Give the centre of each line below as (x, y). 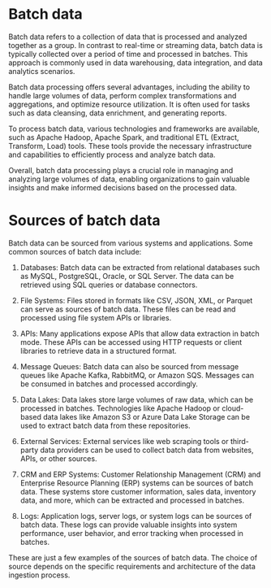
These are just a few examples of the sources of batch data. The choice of (133, 557)
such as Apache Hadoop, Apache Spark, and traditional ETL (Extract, (124, 137)
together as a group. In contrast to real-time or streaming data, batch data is (136, 45)
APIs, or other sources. (58, 458)
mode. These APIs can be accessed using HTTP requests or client (131, 342)
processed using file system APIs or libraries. (96, 317)
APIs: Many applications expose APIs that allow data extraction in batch (140, 333)
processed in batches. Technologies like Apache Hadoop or (120, 408)
